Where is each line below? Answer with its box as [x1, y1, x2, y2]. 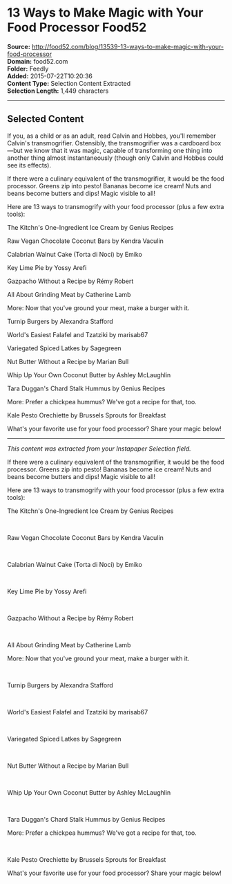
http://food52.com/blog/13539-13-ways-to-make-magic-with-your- [32, 42, 224, 51]
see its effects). [7, 161, 52, 169]
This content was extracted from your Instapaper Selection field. [7, 444, 191, 453]
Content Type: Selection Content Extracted [7, 79, 131, 87]
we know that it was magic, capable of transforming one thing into [23, 146, 213, 154]
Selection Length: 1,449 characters [7, 87, 109, 95]
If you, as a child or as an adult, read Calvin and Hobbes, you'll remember [7, 132, 216, 140]
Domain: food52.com [7, 57, 68, 65]
